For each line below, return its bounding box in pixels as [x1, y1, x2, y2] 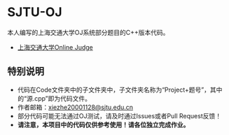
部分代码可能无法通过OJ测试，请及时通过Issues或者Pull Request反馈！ [17, 111, 222, 120]
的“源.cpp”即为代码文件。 [17, 94, 91, 102]
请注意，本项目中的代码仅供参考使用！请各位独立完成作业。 [17, 120, 190, 129]
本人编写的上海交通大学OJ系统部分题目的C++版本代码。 [7, 28, 169, 36]
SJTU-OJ [7, 4, 62, 20]
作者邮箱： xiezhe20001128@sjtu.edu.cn [17, 103, 134, 111]
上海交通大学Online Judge [17, 43, 93, 51]
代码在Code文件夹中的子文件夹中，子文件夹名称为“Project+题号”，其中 [17, 85, 223, 94]
